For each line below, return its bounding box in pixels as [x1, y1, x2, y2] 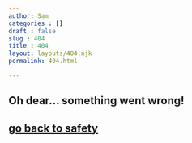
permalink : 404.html [8, 57, 79, 65]
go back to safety [8, 121, 99, 135]
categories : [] [8, 19, 63, 27]
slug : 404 [8, 34, 45, 43]
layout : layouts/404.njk [8, 49, 92, 57]
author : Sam [8, 11, 49, 20]
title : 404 [8, 42, 49, 50]
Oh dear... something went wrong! [8, 94, 185, 107]
